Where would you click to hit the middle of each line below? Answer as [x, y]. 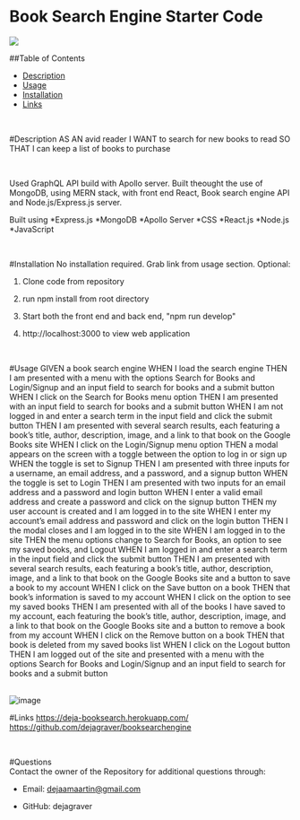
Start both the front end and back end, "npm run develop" [129, 316]
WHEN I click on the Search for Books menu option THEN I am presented [144, 397]
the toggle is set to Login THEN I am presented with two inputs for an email [148, 483]
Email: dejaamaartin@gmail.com [81, 789]
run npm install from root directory [86, 299]
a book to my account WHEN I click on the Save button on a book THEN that [150, 587]
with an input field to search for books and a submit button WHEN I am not [146, 406]
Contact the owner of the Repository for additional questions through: [137, 771]
